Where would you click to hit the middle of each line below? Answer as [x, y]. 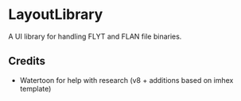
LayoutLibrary [56, 15]
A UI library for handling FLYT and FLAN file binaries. [95, 36]
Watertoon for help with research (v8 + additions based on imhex [126, 80]
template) [35, 88]
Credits [27, 61]
